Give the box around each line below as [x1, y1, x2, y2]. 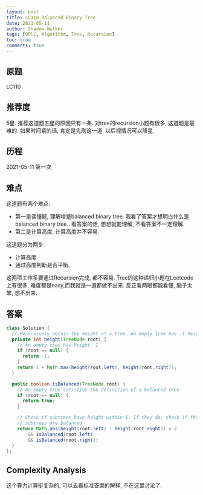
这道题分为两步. [6, 241, 45, 248]
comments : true [6, 43, 45, 49]
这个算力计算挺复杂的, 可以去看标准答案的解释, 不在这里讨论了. [6, 482, 162, 489]
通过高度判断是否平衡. [14, 261, 70, 269]
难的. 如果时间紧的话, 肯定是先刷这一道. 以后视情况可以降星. [6, 126, 155, 134]
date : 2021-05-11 [6, 20, 50, 26]
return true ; [22, 398, 56, 404]
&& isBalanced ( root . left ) [28, 431, 94, 438]
